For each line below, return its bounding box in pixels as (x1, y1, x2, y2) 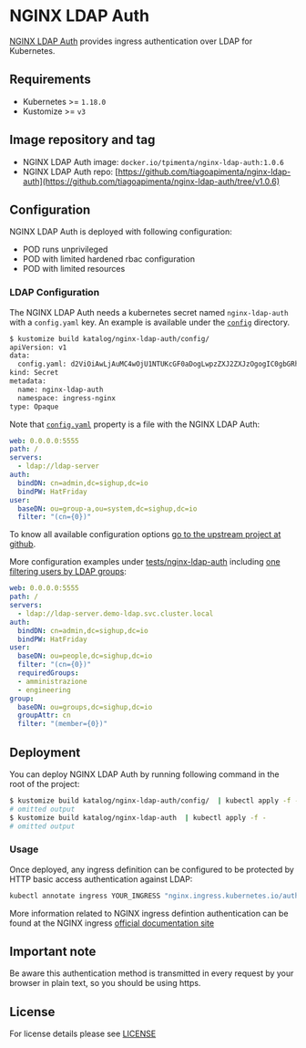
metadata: (9, 377, 47, 386)
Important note (9, 944, 97, 960)
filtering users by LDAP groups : (9, 566, 127, 577)
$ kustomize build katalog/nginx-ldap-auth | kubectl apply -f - (9, 813, 267, 822)
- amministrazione (17, 677, 88, 686)
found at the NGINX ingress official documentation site (9, 918, 215, 929)
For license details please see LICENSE (9, 1028, 157, 1040)
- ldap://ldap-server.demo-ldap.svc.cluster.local (17, 608, 214, 618)
